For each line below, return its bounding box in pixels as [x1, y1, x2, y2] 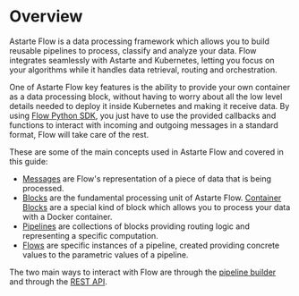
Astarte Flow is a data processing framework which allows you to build [9, 36, 270, 47]
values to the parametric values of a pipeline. [21, 249, 189, 260]
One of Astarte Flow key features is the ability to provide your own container [9, 81, 291, 92]
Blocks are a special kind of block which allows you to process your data [21, 201, 291, 212]
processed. [21, 182, 64, 193]
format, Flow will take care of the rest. [9, 129, 149, 140]
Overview [9, 6, 83, 27]
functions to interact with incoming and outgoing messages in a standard [9, 119, 279, 131]
